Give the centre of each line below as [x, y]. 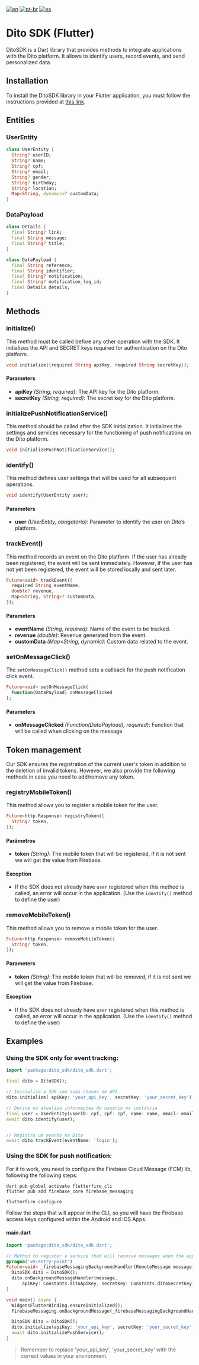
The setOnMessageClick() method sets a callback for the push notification [96, 670]
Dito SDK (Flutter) [50, 33]
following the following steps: [42, 1175]
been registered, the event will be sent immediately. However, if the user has [99, 563]
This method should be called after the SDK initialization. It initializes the [94, 426]
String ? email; [30, 172]
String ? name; [29, 161]
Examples [25, 1041]
